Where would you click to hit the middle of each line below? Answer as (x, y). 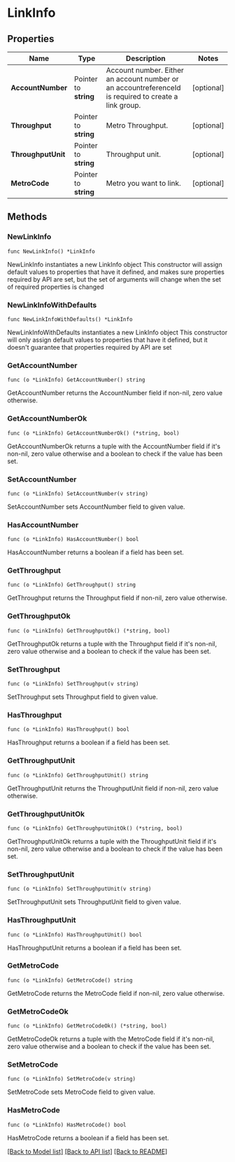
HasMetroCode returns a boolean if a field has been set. (88, 1137)
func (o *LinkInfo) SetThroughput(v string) (73, 684)
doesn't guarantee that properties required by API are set (90, 347)
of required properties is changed (56, 287)
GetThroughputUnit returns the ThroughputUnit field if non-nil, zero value (113, 788)
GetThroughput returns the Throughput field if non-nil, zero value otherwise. (117, 598)
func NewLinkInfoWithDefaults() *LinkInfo (70, 319)
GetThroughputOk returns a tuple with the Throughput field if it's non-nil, (112, 643)
